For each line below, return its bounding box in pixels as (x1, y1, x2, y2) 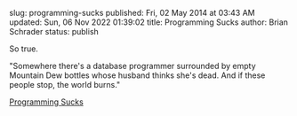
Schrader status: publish (9, 27, 100, 36)
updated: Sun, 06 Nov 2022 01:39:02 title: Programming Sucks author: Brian (9, 17, 289, 27)
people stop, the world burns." (9, 80, 121, 89)
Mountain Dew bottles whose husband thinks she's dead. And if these (9, 70, 266, 81)
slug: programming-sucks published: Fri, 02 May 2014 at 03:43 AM (9, 8, 255, 18)
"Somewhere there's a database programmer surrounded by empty (9, 61, 256, 71)
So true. (9, 43, 38, 54)
